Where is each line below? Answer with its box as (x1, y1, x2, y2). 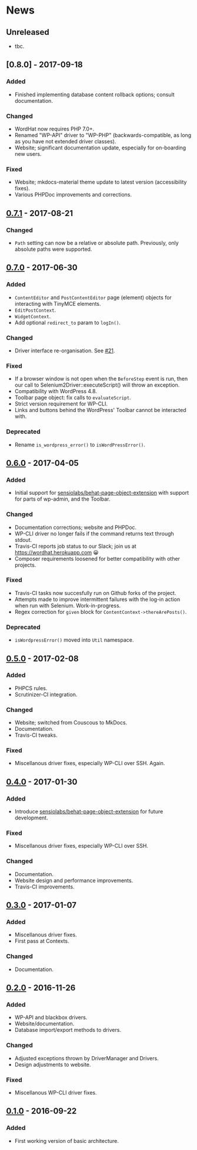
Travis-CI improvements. (14, 883, 75, 890)
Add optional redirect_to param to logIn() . (14, 319, 121, 326)
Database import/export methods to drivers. (14, 1027, 122, 1034)
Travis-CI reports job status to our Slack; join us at (14, 543, 136, 550)
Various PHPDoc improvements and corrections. (14, 191, 132, 198)
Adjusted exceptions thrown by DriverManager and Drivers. (14, 1054, 159, 1061)
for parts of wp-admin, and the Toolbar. (14, 495, 111, 502)
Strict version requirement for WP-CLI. (14, 400, 108, 407)
